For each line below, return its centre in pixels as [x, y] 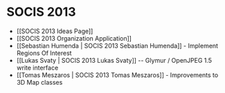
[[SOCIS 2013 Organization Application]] [74, 38]
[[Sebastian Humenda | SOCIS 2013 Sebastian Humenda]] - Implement [117, 45]
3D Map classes [39, 82]
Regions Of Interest [44, 53]
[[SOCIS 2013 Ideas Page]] [55, 31]
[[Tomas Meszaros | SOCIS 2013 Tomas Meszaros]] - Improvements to [117, 75]
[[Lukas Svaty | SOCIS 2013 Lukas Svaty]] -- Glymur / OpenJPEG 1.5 [114, 60]
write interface [37, 68]
